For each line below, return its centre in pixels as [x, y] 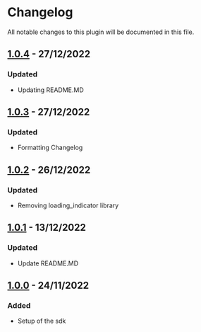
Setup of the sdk [42, 321]
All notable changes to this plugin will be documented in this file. [101, 32]
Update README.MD [48, 263]
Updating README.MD [51, 90]
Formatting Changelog [50, 148]
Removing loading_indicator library [68, 205]
